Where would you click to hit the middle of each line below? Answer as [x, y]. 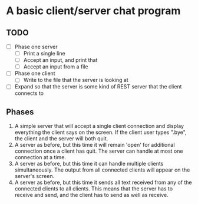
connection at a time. [40, 157]
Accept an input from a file [56, 67]
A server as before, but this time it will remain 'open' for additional [95, 145]
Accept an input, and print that [60, 60]
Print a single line [44, 54]
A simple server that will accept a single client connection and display [99, 126]
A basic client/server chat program [93, 11]
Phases [20, 112]
